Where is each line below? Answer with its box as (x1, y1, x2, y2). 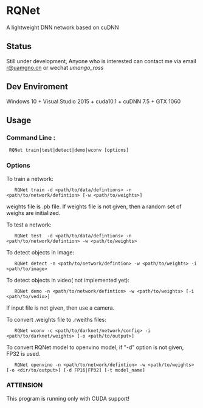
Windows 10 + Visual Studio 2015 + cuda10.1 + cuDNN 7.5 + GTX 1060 (6, 98, 181, 105)
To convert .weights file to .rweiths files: (6, 316, 106, 323)
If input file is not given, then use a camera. (6, 304, 115, 311)
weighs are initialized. (6, 209, 61, 216)
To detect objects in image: (6, 248, 75, 256)
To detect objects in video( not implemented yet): (6, 276, 129, 284)
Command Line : (6, 133, 56, 141)
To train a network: (6, 175, 53, 182)
